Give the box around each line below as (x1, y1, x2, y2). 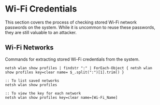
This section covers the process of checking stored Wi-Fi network (5, 19, 137, 25)
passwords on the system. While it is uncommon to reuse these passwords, (5, 24, 156, 30)
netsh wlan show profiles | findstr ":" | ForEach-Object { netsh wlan (5, 66, 152, 70)
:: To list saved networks (5, 78, 59, 83)
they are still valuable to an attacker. (5, 29, 77, 35)
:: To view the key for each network (5, 91, 81, 96)
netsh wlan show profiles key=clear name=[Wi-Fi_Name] (5, 95, 118, 100)
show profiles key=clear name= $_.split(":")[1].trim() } (5, 70, 124, 75)
